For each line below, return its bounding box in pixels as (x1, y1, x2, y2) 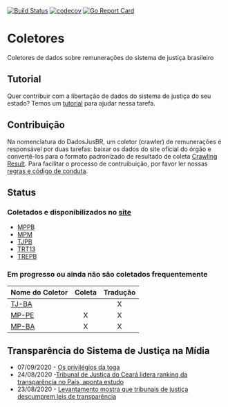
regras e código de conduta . (7, 166, 88, 175)
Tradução (103, 287, 136, 297)
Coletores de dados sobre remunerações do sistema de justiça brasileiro (7, 53, 214, 61)
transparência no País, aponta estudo (17, 378, 124, 386)
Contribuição (7, 119, 66, 131)
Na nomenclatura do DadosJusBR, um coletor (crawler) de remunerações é (7, 137, 222, 146)
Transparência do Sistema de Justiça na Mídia (7, 345, 210, 357)
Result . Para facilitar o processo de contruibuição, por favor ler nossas (7, 159, 208, 168)
